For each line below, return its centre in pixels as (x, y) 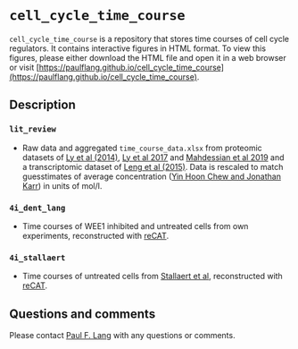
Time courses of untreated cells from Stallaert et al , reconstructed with (152, 277)
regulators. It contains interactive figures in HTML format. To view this (137, 48)
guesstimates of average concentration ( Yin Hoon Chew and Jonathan (151, 176)
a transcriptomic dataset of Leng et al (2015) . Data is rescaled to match (153, 166)
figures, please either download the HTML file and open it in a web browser (148, 57)
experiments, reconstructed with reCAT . (95, 235)
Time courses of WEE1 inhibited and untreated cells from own (135, 226)
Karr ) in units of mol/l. (62, 185)
